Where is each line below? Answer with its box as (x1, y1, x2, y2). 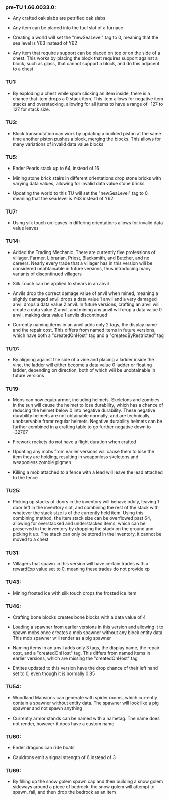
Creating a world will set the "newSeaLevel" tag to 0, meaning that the (12, 34, 159, 41)
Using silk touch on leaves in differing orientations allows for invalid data (12, 220, 163, 226)
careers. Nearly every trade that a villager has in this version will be (12, 260, 153, 266)
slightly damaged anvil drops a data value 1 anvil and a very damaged (12, 296, 157, 302)
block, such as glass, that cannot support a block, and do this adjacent (12, 61, 160, 67)
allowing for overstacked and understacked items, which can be (12, 520, 146, 526)
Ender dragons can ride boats (12, 745, 75, 751)
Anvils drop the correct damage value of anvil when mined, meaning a (12, 290, 158, 297)
